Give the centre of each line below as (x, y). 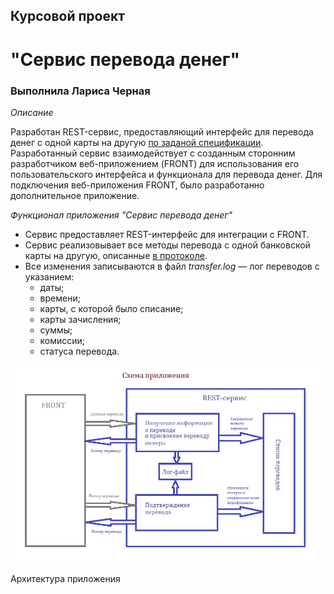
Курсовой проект (67, 16)
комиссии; (62, 340)
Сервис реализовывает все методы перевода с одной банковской (167, 245)
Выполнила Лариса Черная (80, 91)
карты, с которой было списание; (111, 308)
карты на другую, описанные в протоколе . (116, 255)
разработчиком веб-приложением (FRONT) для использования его (155, 163)
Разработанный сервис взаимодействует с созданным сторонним (153, 153)
